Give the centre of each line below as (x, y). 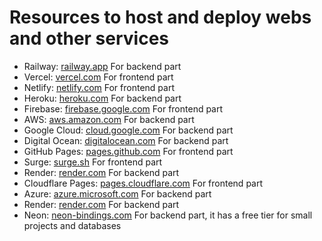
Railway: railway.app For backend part (102, 66)
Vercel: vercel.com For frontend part (98, 77)
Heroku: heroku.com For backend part (102, 98)
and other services (89, 38)
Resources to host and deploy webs (160, 17)
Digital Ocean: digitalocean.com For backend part (126, 140)
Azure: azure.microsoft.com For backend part (117, 193)
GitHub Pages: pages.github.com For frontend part (128, 151)
